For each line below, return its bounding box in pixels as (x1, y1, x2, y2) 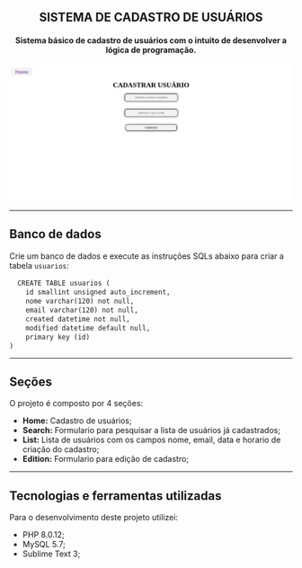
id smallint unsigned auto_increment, (25, 288, 171, 297)
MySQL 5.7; (22, 539, 66, 550)
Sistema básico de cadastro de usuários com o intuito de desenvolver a (14, 34, 288, 46)
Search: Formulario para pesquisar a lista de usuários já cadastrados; (22, 425, 281, 436)
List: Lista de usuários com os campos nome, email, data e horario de (22, 434, 281, 446)
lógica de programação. (105, 44, 197, 55)
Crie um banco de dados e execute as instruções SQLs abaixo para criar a (9, 250, 285, 262)
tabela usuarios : (9, 260, 69, 271)
